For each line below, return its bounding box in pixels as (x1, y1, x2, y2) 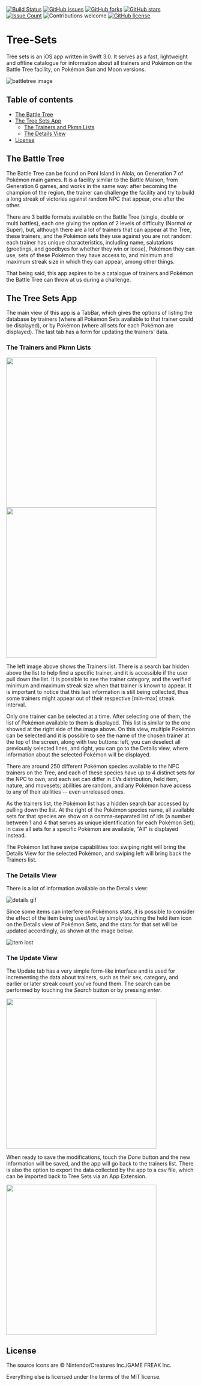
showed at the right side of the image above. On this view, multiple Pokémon (6, 725, 196, 732)
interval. (6, 701, 26, 708)
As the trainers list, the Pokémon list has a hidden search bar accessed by (6, 800, 189, 807)
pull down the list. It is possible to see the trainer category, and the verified (6, 675, 191, 682)
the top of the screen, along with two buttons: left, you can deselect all (6, 738, 181, 745)
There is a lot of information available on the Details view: (6, 884, 148, 892)
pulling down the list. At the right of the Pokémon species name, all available (6, 806, 195, 813)
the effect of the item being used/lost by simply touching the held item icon (6, 914, 192, 922)
